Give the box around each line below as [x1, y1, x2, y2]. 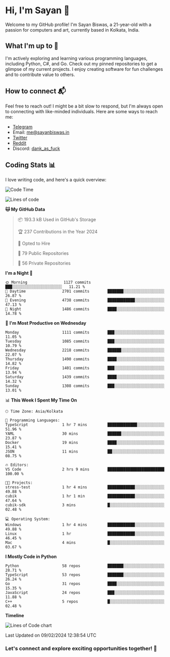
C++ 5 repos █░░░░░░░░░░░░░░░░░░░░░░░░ [5, 599, 165, 605]
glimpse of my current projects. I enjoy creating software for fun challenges [5, 66, 163, 72]
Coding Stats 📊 [5, 161, 56, 169]
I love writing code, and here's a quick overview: [5, 177, 107, 183]
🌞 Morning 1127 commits [5, 280, 91, 285]
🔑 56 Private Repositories [17, 260, 71, 267]
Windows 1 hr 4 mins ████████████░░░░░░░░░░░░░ [5, 522, 165, 528]
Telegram [12, 123, 33, 129]
